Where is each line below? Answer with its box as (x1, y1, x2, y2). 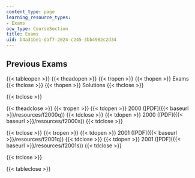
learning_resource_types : (6, 14, 71, 20)
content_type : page (6, 8, 55, 15)
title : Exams (6, 31, 39, 37)
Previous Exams (6, 59, 68, 69)
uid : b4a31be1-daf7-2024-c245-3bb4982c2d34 (6, 37, 117, 43)
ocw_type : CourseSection (6, 25, 68, 32)
